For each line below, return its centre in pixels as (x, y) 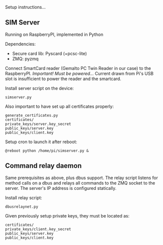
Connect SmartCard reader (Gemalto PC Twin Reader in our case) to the (78, 68)
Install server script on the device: (40, 88)
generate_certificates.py (31, 115)
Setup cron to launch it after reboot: (41, 142)
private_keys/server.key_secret (38, 124)
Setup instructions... (25, 7)
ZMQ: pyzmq (25, 59)
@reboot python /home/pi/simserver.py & (47, 151)
